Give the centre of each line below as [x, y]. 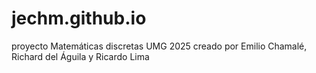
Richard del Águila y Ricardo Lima [80, 56]
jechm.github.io [79, 18]
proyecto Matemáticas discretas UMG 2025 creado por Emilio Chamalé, [159, 46]
